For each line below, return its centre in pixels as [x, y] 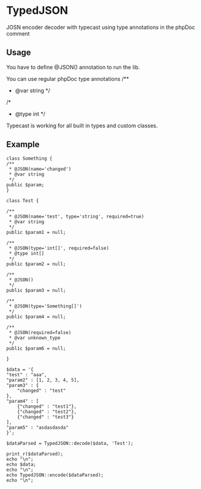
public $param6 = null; [36, 348]
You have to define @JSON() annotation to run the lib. [73, 67]
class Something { [29, 158]
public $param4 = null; [36, 317]
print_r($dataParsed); [35, 454]
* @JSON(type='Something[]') [46, 306]
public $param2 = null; [36, 264]
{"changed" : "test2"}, [47, 412]
